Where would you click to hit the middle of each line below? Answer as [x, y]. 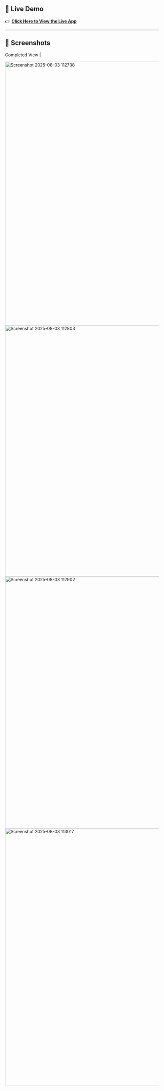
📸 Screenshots [28, 43]
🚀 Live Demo [24, 9]
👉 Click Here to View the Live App [41, 21]
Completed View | [23, 55]
